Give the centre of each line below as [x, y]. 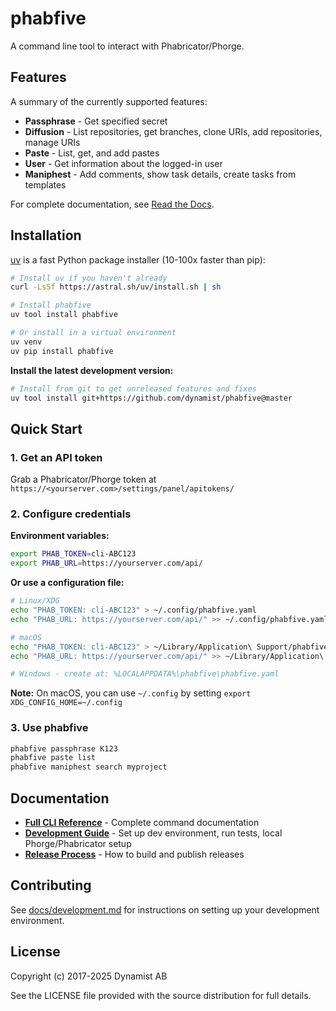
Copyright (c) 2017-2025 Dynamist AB [89, 976]
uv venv [26, 342]
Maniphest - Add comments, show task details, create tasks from [160, 174]
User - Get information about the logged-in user [123, 163]
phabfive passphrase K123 [64, 748]
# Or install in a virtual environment [93, 333]
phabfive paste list [53, 758]
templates [45, 184]
